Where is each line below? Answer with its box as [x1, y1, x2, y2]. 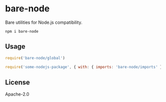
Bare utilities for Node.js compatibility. [5, 19, 83, 25]
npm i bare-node [5, 29, 39, 34]
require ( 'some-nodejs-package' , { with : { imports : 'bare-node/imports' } [5, 64, 163, 69]
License [5, 78, 30, 87]
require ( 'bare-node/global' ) [5, 55, 65, 60]
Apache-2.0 [5, 91, 30, 97]
